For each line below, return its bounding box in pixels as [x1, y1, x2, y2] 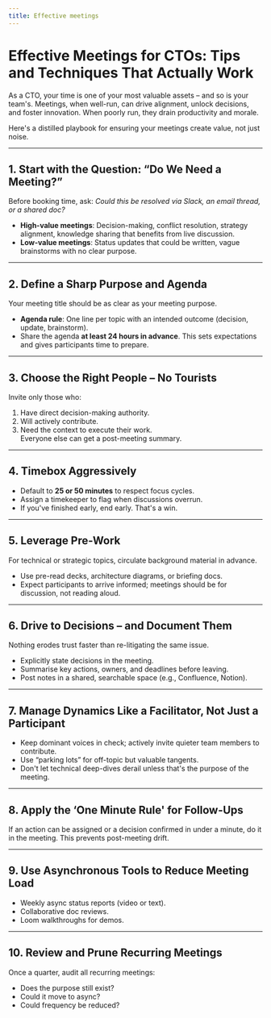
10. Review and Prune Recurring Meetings [8, 946, 223, 960]
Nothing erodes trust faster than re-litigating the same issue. [8, 640, 210, 650]
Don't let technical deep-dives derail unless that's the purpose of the [19, 763, 249, 774]
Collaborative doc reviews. [19, 906, 109, 916]
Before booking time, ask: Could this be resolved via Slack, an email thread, [8, 197, 261, 206]
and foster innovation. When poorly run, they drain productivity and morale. [8, 107, 260, 117]
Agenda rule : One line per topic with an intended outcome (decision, [19, 314, 248, 324]
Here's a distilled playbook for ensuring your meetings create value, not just [8, 123, 261, 133]
